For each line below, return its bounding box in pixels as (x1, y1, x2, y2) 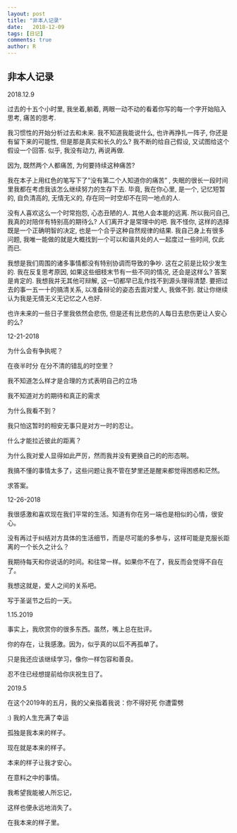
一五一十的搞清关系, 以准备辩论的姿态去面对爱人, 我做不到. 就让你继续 (25, 285, 228, 293)
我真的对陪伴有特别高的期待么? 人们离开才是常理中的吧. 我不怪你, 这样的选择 (7, 217, 230, 226)
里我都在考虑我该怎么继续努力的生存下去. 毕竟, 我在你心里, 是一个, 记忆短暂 (7, 185, 226, 193)
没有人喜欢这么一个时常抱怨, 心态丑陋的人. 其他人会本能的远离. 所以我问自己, (7, 209, 230, 217)
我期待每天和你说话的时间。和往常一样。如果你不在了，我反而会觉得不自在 (7, 557, 224, 566)
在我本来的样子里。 (7, 818, 63, 827)
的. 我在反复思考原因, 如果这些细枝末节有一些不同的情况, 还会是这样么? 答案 (7, 267, 227, 276)
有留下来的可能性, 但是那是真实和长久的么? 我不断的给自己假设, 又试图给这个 (7, 137, 230, 145)
